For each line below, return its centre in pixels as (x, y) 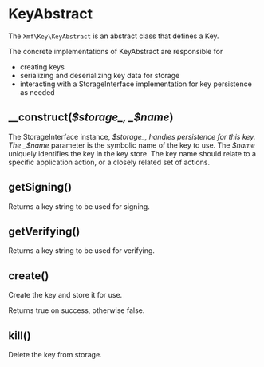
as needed (37, 92)
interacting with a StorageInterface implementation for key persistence (136, 84)
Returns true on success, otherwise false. (77, 310)
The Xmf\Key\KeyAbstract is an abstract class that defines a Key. (114, 36)
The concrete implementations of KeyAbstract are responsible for (116, 51)
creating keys (42, 67)
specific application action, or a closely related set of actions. (109, 162)
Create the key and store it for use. (65, 295)
